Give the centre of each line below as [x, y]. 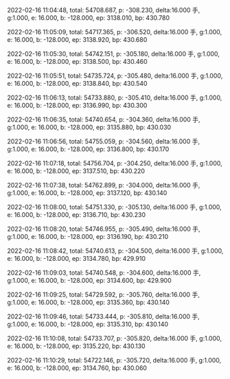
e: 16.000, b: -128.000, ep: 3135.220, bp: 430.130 [76, 346]
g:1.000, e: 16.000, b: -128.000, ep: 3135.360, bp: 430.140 [89, 302]
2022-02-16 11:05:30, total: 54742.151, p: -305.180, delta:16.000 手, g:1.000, [113, 54]
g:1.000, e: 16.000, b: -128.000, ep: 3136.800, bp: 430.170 [88, 149]
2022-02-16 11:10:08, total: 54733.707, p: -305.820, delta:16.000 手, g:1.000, [114, 338]
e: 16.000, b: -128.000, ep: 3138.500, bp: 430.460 [77, 61]
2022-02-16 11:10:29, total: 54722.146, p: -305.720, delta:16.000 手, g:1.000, [114, 360]
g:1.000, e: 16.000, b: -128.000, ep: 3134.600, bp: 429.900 [89, 280]
